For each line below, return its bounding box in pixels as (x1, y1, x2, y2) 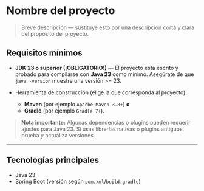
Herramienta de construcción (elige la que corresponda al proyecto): (15, 89, 187, 96)
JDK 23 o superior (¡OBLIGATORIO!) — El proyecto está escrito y (15, 64, 179, 71)
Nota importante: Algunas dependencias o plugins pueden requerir (21, 119, 191, 126)
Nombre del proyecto (6, 4, 115, 18)
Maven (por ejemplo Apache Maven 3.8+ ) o (24, 100, 130, 108)
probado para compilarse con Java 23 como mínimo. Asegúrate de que (15, 71, 194, 78)
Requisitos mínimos (6, 48, 83, 58)
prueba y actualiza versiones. (21, 131, 95, 139)
